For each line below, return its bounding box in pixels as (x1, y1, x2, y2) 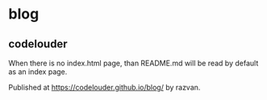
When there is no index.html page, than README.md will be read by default (8, 58, 259, 68)
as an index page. (8, 67, 68, 77)
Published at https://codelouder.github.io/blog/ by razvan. (8, 82, 201, 92)
